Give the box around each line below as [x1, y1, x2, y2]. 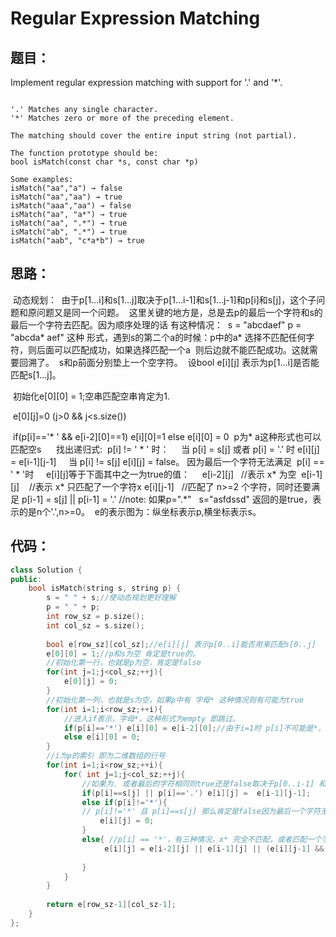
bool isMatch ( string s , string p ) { [28, 583, 182, 594]
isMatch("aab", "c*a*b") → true [10, 236, 145, 246]
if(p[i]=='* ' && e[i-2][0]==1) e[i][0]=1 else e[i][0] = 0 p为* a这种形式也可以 [12, 430, 322, 442]
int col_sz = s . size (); [46, 620, 145, 631]
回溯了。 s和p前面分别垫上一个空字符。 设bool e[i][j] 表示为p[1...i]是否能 [18, 356, 320, 368]
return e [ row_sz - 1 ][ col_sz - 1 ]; [46, 900, 177, 910]
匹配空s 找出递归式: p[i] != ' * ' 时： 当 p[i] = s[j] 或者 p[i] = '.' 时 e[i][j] [10, 443, 320, 455]
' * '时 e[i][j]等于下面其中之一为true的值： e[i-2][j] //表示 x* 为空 [10, 468, 297, 480]
